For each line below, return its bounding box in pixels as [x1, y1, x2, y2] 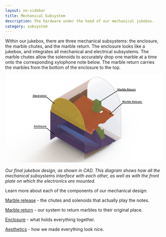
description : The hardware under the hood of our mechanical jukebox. [5, 18, 155, 23]
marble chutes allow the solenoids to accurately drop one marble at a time [5, 54, 158, 60]
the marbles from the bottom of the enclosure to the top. [5, 65, 121, 71]
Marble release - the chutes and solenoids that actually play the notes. [5, 197, 150, 204]
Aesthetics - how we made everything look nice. [5, 227, 104, 233]
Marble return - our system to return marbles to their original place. [5, 207, 143, 213]
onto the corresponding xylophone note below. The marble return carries [5, 59, 155, 65]
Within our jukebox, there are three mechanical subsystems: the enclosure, [5, 38, 159, 44]
